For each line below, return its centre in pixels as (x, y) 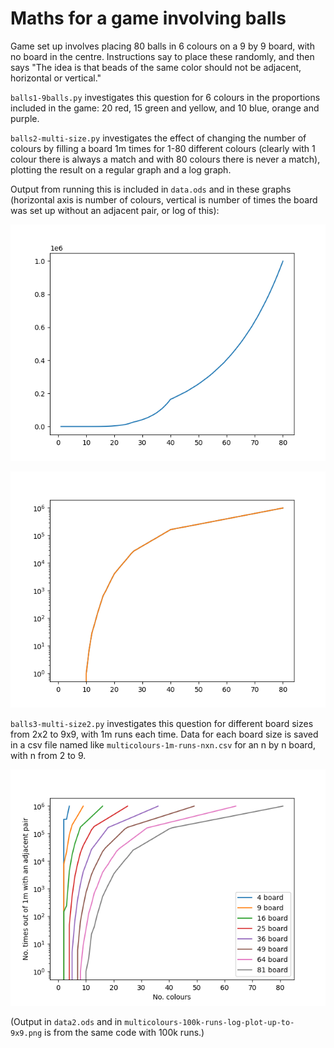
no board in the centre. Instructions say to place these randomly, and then (162, 56)
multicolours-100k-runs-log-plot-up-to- (209, 1022)
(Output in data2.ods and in (66, 1021)
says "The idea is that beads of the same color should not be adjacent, (156, 67)
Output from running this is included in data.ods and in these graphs (151, 189)
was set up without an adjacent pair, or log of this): (115, 210)
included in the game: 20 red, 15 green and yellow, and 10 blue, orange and (165, 108)
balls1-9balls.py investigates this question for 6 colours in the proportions (165, 97)
